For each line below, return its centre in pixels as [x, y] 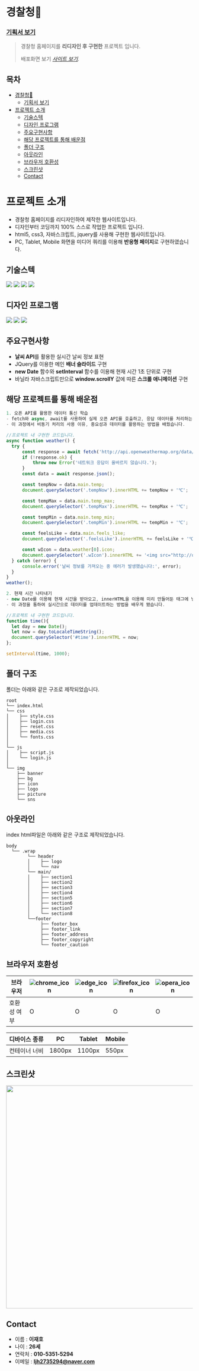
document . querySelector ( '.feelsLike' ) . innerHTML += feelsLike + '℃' [109, 539]
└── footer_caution [65, 945]
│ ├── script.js [30, 752]
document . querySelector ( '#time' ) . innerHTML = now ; [75, 638]
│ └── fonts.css [30, 737]
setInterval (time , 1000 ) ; [38, 654]
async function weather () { [41, 441]
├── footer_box [59, 924]
